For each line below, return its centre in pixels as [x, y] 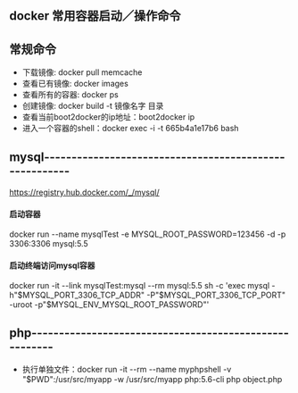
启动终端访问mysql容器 [52, 265]
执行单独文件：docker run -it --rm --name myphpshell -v [127, 370]
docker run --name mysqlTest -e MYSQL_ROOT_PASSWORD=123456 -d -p [148, 234]
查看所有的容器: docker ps [70, 95]
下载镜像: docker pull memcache [82, 72]
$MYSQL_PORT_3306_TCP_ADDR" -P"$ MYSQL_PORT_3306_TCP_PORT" [152, 295]
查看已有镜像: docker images [75, 84]
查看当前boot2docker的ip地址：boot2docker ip [108, 117]
